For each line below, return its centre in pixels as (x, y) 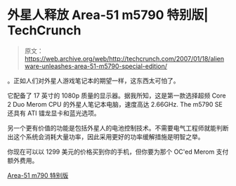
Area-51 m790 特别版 (38, 175)
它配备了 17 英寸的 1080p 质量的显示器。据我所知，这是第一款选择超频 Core (117, 95)
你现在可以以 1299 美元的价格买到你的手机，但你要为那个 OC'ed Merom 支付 (118, 152)
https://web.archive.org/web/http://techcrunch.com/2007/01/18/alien (124, 58)
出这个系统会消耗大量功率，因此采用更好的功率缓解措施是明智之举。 (106, 137)
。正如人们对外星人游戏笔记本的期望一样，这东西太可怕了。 (93, 80)
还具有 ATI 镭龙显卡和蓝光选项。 (54, 113)
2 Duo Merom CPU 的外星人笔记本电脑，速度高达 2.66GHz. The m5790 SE (115, 104)
